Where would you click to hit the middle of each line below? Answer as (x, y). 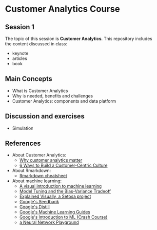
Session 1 (20, 27)
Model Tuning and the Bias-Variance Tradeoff (65, 192)
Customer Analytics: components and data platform (64, 101)
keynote (20, 53)
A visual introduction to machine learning (60, 186)
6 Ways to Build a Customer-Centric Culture (63, 165)
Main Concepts (29, 79)
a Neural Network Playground (49, 222)
